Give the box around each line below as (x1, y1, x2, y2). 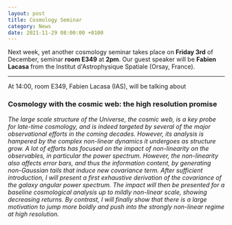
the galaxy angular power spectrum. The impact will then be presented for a (8, 180, 225, 189)
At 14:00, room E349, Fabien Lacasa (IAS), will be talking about (8, 82, 187, 91)
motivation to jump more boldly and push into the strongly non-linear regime (8, 202, 225, 211)
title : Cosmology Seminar (8, 16, 82, 23)
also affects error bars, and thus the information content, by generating (8, 158, 211, 167)
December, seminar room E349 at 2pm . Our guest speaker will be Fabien (8, 56, 216, 64)
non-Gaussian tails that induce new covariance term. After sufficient (8, 166, 203, 174)
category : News (8, 23, 52, 29)
